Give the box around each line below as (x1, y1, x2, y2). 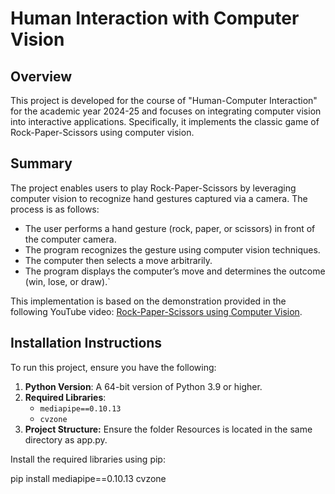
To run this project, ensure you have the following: (10, 361, 217, 373)
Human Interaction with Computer (10, 7, 300, 30)
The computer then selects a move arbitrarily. (24, 254, 213, 266)
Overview (10, 68, 73, 85)
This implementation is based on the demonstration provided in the (10, 295, 287, 307)
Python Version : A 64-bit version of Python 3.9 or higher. (24, 380, 263, 392)
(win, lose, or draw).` (24, 275, 111, 287)
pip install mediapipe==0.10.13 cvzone (10, 472, 167, 484)
